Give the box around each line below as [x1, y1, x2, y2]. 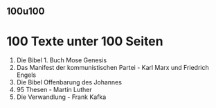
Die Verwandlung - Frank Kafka [16, 93, 107, 101]
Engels [16, 71, 37, 79]
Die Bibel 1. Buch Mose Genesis [16, 56, 107, 64]
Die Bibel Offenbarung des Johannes [16, 78, 123, 87]
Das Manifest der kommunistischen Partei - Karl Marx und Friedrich [16, 64, 209, 72]
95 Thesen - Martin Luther [16, 86, 92, 94]
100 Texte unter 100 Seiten [6, 33, 163, 49]
